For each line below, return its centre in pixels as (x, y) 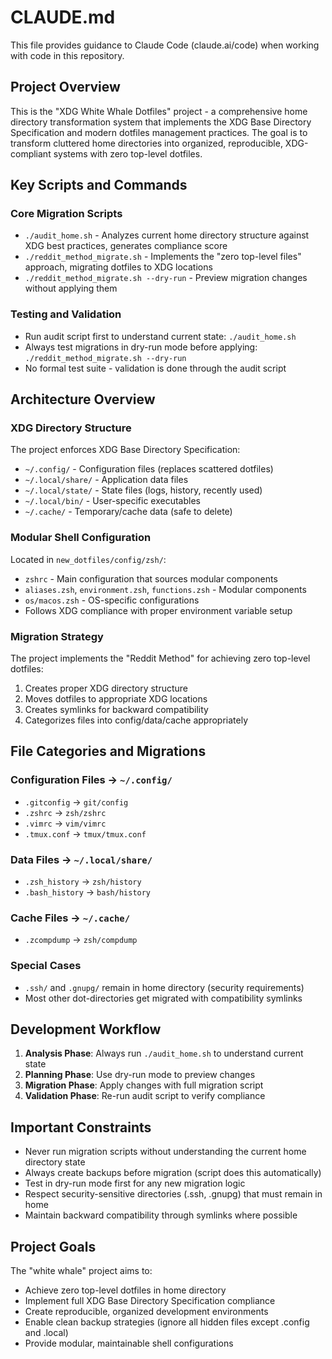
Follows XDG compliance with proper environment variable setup (158, 610)
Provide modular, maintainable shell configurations (129, 1343)
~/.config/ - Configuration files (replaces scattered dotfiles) (149, 469)
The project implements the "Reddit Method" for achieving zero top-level (160, 658)
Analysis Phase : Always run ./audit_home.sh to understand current (164, 1053)
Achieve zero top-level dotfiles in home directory (125, 1290)
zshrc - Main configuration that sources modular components (151, 578)
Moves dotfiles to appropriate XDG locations (116, 699)
